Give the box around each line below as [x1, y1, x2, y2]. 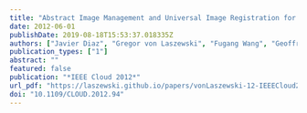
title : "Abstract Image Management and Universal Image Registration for [9, 13, 297, 23]
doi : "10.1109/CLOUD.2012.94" [9, 89, 125, 98]
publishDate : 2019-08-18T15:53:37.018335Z [9, 30, 174, 39]
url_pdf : [9, 81, 43, 90]
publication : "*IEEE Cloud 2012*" [9, 73, 142, 82]
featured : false [9, 65, 71, 74]
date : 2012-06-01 [9, 22, 76, 31]
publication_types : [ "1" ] [9, 47, 108, 56]
